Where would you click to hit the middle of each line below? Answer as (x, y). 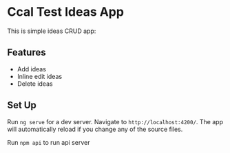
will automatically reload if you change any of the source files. (95, 129)
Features (27, 52)
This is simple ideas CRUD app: (52, 31)
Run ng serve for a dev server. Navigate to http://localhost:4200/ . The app (115, 121)
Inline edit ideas (40, 76)
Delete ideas (35, 84)
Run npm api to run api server (49, 142)
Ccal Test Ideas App (65, 12)
